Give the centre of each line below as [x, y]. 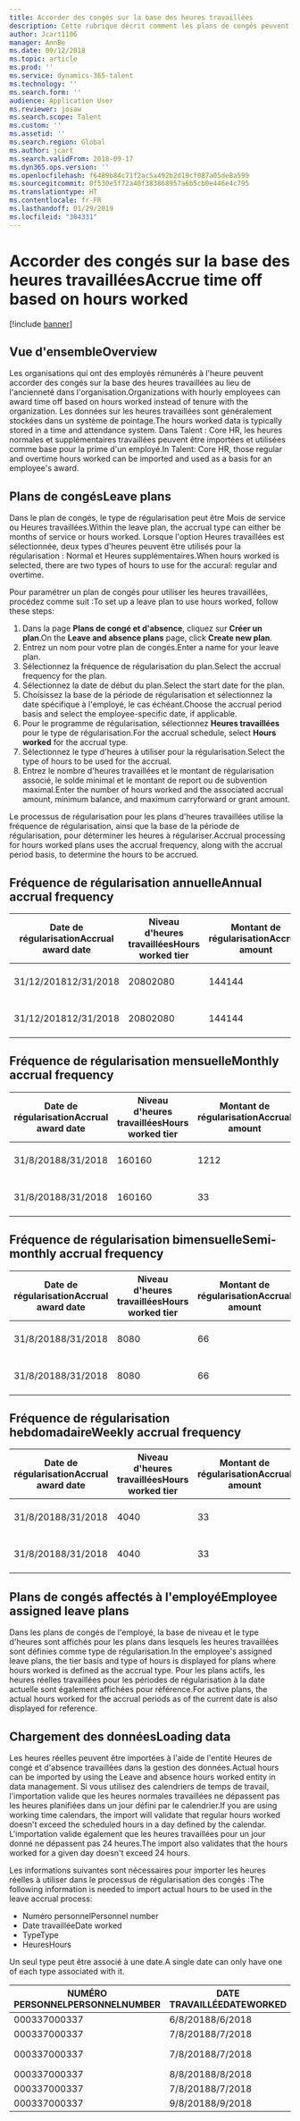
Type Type [41, 1935]
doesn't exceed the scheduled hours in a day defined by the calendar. [138, 1824]
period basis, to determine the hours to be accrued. [104, 855]
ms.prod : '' [31, 68]
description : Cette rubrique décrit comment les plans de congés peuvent [150, 26]
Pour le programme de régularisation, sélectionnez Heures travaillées [150, 724]
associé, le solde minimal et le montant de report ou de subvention [145, 780]
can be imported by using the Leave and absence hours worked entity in [142, 1777]
